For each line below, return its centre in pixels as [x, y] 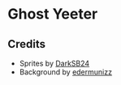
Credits [27, 44]
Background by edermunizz [66, 72]
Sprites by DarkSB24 [54, 63]
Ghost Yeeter [53, 14]
